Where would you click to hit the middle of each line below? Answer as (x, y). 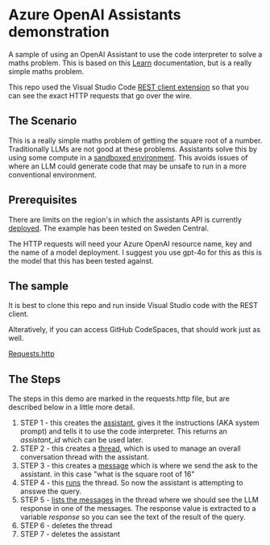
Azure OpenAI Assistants (95, 15)
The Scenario (43, 121)
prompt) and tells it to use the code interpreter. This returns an (123, 431)
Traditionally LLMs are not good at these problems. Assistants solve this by (133, 149)
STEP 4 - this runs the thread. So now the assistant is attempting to (131, 483)
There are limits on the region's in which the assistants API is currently (125, 219)
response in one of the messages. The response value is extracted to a (138, 509)
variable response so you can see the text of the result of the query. (133, 517)
